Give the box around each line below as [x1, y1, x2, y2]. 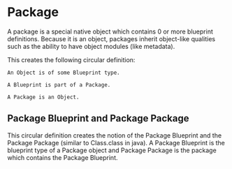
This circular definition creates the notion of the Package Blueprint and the [7, 131, 222, 140]
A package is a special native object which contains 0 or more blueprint [7, 27, 213, 36]
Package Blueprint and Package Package [7, 112, 190, 124]
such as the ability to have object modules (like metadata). [7, 42, 175, 50]
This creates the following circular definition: [7, 55, 136, 64]
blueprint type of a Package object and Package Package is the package [7, 146, 217, 154]
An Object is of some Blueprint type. [7, 69, 120, 76]
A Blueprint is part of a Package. [7, 81, 111, 88]
